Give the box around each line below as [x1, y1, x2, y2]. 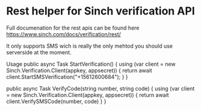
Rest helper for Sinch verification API [6, 4, 196, 18]
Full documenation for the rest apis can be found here [6, 24, 140, 31]
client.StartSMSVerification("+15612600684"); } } [6, 73, 128, 80]
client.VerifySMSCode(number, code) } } [6, 98, 107, 105]
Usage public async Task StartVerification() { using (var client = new [6, 60, 176, 68]
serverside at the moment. [6, 48, 72, 55]
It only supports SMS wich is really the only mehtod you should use [6, 42, 173, 49]
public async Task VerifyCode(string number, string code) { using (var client [6, 84, 195, 92]
